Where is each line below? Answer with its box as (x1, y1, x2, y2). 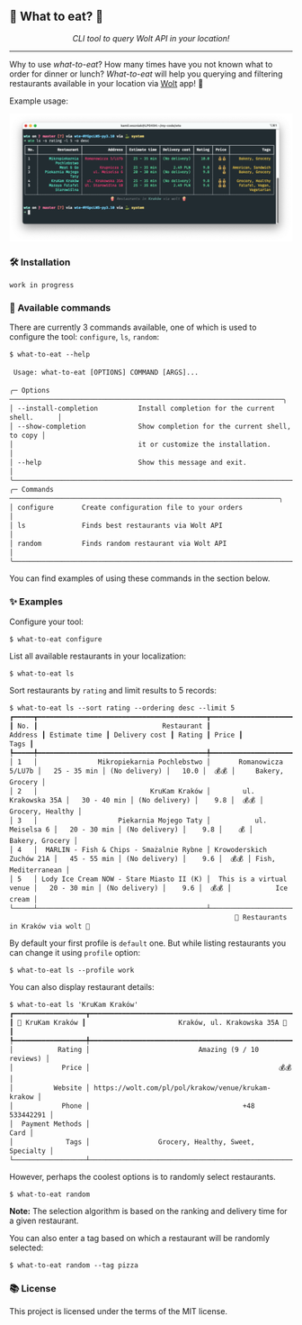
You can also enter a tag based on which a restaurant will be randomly (9, 1232, 271, 1243)
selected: (9, 1242, 44, 1253)
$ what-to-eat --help (9, 350, 91, 359)
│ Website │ (9, 1083, 91, 1093)
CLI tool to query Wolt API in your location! (72, 32, 230, 43)
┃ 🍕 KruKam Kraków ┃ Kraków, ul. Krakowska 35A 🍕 (9, 1018, 288, 1027)
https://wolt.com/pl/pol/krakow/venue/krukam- (93, 1083, 271, 1093)
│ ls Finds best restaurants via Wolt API (9, 522, 223, 531)
